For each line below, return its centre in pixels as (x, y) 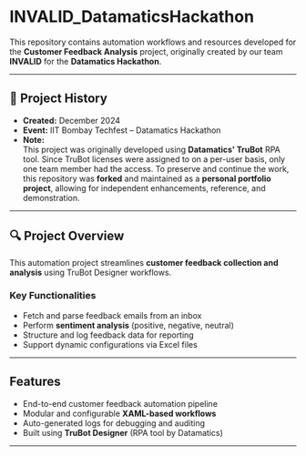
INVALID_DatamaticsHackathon (132, 17)
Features (35, 382)
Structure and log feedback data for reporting (108, 335)
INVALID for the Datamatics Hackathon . (86, 61)
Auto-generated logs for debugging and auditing (114, 423)
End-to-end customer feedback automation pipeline (120, 403)
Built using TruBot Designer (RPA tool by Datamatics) (122, 432)
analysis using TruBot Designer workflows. (91, 272)
